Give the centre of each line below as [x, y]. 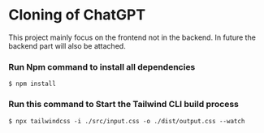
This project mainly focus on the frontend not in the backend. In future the [132, 37]
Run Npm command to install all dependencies [102, 66]
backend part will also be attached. [67, 45]
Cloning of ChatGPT [77, 15]
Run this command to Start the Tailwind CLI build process [124, 105]
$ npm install [32, 84]
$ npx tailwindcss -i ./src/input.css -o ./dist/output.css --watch [127, 121]
